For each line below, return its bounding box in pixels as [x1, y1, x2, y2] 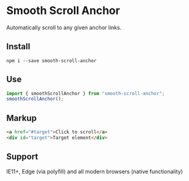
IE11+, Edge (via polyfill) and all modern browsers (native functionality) [6, 168, 183, 175]
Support [6, 152, 38, 162]
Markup [6, 113, 37, 123]
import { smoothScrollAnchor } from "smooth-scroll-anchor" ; [6, 90, 165, 96]
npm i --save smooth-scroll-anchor [6, 57, 97, 64]
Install [6, 41, 30, 52]
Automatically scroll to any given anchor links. [6, 24, 122, 31]
